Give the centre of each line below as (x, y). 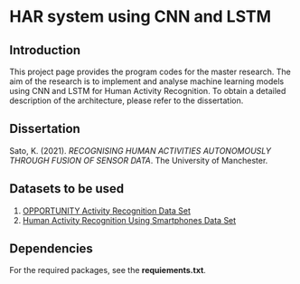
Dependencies (51, 249)
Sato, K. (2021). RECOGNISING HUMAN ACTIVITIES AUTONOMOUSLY (141, 150)
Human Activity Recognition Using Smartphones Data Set (129, 220)
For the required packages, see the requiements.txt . (108, 270)
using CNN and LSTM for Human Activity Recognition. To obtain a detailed (148, 91)
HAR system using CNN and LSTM (141, 17)
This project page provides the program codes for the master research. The (150, 71)
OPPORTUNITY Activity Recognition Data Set (107, 211)
